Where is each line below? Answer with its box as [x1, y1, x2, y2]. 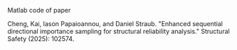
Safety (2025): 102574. [7, 35, 75, 43]
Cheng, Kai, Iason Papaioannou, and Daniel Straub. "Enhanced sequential [7, 20, 223, 27]
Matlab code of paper [7, 6, 71, 14]
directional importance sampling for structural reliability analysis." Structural [7, 27, 230, 35]
